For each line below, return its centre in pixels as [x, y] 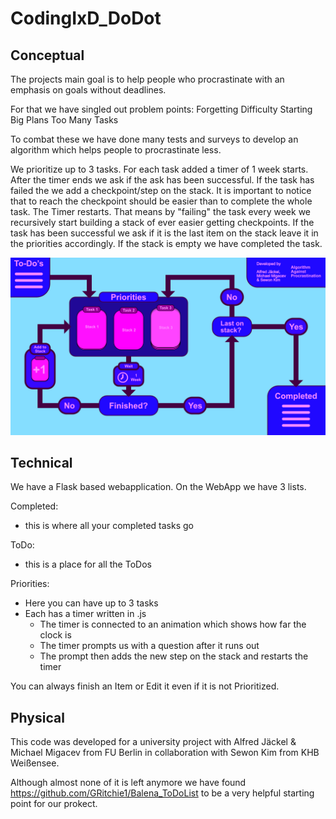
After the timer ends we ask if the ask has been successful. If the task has [162, 180]
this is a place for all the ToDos [88, 564]
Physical [37, 717]
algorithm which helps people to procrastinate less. [116, 150]
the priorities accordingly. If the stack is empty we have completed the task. [166, 243]
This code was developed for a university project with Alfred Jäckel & [153, 742]
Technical [41, 462]
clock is [55, 635]
